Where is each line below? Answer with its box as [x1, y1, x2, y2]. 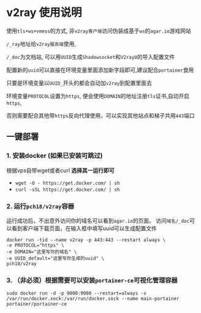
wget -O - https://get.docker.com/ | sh [15, 180, 120, 186]
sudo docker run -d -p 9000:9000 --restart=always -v [6, 290, 147, 296]
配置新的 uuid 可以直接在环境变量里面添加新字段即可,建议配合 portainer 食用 [6, 66, 194, 74]
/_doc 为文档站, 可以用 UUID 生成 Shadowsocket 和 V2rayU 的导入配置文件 [6, 53, 175, 60]
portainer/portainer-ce [6, 301, 67, 307]
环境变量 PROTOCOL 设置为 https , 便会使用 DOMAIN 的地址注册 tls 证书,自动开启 [6, 92, 190, 99]
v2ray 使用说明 [6, 6, 82, 20]
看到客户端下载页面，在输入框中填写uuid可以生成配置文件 [11, 225, 157, 232]
